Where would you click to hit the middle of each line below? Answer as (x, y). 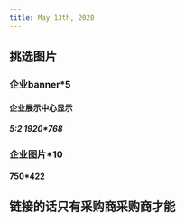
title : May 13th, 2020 (52, 18)
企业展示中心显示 (41, 107)
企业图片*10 (36, 154)
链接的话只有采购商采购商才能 (92, 207)
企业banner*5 (40, 84)
